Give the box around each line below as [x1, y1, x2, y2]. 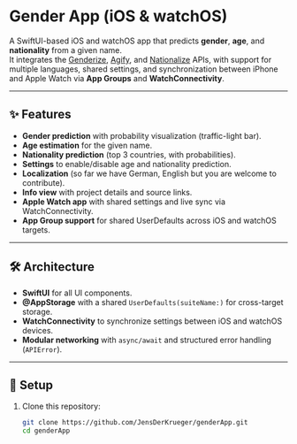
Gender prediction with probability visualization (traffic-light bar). [21, 130, 263, 141]
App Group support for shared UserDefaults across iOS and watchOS [21, 215, 277, 226]
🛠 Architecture [9, 259, 95, 275]
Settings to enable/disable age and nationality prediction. [21, 158, 232, 169]
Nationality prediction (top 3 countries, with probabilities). [21, 149, 236, 160]
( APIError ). [21, 343, 63, 355]
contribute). [21, 177, 65, 188]
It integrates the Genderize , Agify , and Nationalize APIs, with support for [9, 54, 272, 65]
